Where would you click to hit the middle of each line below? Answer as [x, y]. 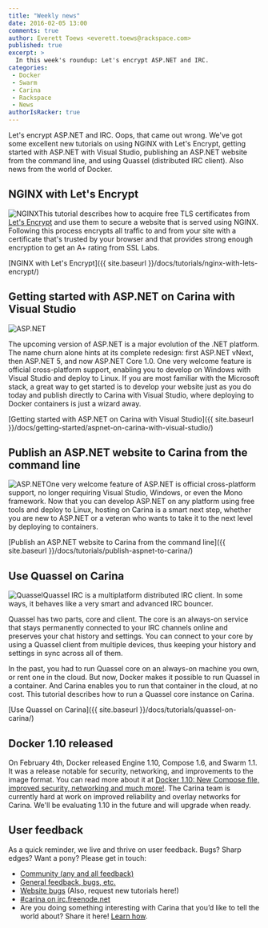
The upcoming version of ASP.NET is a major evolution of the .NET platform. [134, 344]
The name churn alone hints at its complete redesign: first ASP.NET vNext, [131, 352]
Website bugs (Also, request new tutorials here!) [100, 890]
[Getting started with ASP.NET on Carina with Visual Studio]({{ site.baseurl [131, 419]
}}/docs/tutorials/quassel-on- [188, 710]
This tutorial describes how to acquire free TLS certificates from [144, 214]
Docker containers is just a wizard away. [75, 403]
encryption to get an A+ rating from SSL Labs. [84, 247]
